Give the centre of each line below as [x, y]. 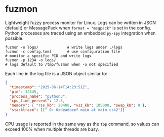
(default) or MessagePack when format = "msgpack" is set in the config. [78, 27]
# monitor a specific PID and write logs [48, 56]
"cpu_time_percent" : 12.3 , [37, 101]
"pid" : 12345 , [24, 92]
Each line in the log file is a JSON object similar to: [56, 73]
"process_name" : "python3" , [39, 96]
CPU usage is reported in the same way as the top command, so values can [82, 124]
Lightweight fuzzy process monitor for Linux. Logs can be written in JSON [81, 23]
